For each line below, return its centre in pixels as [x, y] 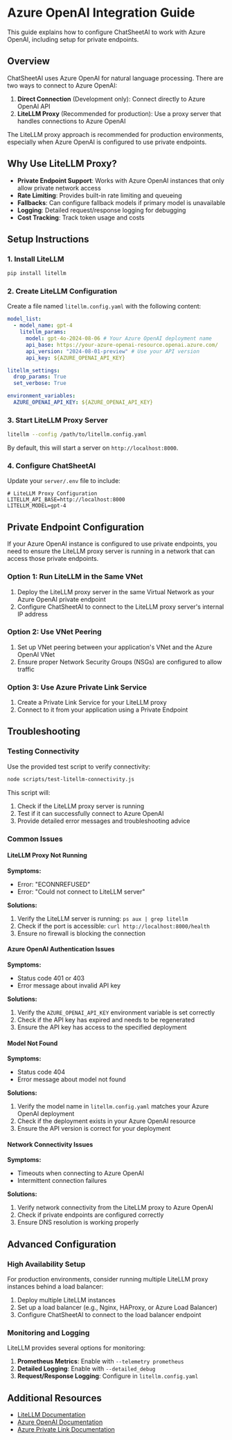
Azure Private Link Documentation [66, 1430]
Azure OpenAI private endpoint [61, 599]
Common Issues [35, 839]
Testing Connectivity [43, 751]
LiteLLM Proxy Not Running [47, 856]
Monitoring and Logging [48, 1333]
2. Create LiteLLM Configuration [62, 291]
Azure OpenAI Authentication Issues [61, 949]
